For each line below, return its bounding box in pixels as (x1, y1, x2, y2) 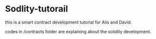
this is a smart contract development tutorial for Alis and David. (5, 19, 132, 25)
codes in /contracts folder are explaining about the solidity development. (5, 28, 152, 34)
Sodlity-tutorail (5, 3, 68, 14)
